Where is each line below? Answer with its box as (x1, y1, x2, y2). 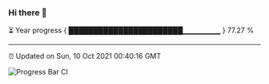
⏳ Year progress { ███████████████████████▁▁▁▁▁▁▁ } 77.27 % (8, 25, 255, 35)
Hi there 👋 (8, 7, 48, 18)
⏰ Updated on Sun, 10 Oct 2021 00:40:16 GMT (8, 52, 162, 61)
